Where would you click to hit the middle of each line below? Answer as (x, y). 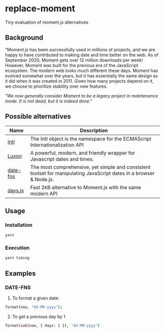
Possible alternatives (38, 117)
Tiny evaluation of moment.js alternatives (47, 22)
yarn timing (17, 258)
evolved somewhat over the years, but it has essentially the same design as (82, 76)
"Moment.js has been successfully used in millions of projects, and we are (80, 49)
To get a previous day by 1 (39, 316)
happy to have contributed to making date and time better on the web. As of (82, 55)
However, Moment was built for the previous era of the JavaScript (72, 65)
